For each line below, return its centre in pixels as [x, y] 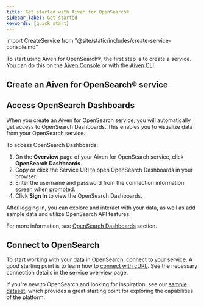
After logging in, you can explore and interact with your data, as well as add [101, 208]
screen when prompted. [45, 189]
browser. [26, 176]
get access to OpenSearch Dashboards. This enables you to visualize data [100, 126]
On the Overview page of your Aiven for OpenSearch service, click [99, 157]
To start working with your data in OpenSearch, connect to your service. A [100, 259]
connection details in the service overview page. [67, 273]
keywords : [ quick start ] [38, 23]
